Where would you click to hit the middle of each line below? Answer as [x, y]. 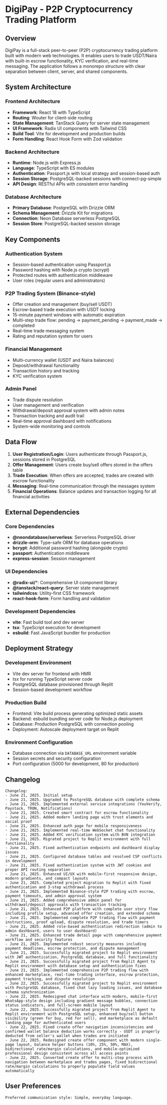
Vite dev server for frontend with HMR [52, 674]
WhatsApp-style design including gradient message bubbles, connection [81, 1001]
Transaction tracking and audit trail [48, 415]
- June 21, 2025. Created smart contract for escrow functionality [77, 813]
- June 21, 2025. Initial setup [39, 796]
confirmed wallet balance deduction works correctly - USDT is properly [82, 1032]
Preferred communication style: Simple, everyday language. [69, 1098]
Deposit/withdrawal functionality [46, 365]
